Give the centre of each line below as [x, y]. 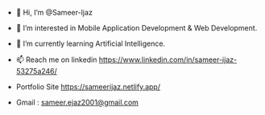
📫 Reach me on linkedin [56, 60]
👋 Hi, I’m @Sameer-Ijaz [54, 12]
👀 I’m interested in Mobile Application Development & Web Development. [137, 28]
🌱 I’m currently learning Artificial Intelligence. [91, 43]
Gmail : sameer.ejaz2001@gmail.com [77, 102]
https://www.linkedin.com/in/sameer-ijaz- [168, 60]
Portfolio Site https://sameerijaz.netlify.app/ [88, 87]
